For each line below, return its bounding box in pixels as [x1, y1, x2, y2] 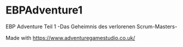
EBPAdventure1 [5, 4, 83, 17]
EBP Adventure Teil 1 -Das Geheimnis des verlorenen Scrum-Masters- [5, 23, 178, 30]
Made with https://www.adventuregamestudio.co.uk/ [5, 34, 135, 41]
